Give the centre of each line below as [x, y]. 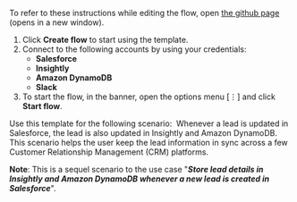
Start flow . [42, 106]
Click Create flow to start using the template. [105, 40]
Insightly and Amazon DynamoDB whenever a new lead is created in [140, 179]
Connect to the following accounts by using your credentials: [134, 49]
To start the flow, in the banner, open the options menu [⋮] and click [148, 97]
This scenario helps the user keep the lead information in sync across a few [148, 143]
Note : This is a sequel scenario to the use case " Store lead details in [136, 169]
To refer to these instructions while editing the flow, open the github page [144, 13]
